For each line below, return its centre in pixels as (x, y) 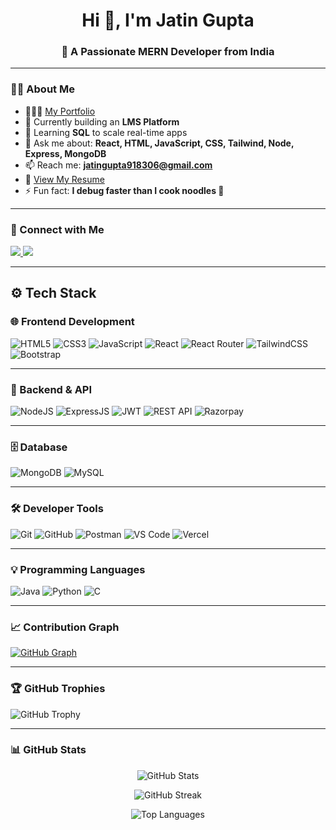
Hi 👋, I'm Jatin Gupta (168, 20)
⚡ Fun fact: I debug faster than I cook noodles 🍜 (124, 190)
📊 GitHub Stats (48, 750)
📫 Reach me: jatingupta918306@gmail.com (118, 165)
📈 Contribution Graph (65, 627)
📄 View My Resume (64, 179)
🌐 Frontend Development (72, 322)
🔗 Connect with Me (57, 229)
